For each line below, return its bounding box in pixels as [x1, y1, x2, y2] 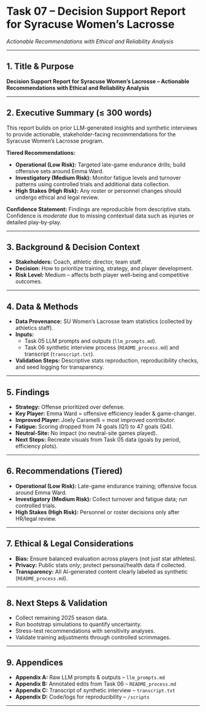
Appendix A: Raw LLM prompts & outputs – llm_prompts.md [15, 674, 166, 681]
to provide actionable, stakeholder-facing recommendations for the [6, 130, 176, 138]
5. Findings [6, 387, 50, 397]
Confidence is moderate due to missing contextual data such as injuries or [6, 212, 194, 219]
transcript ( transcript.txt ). [24, 350, 95, 358]
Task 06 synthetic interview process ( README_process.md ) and [24, 344, 180, 351]
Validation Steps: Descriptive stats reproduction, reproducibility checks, [15, 357, 199, 364]
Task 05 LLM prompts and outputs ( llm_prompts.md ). [24, 337, 157, 345]
